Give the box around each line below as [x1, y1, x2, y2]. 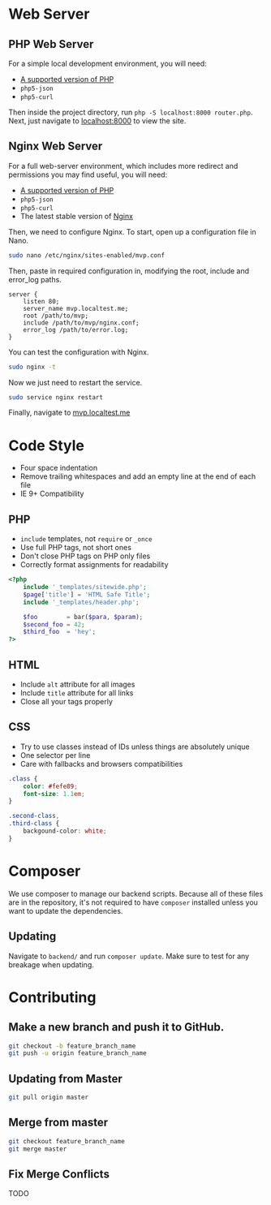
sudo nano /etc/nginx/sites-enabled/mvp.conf [8, 251, 165, 260]
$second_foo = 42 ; [23, 620, 85, 629]
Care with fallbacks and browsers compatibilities [19, 759, 183, 768]
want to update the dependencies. [8, 906, 123, 915]
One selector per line [19, 750, 91, 760]
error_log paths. [8, 274, 62, 284]
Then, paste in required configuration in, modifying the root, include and [8, 265, 250, 276]
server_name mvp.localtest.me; [23, 304, 129, 312]
